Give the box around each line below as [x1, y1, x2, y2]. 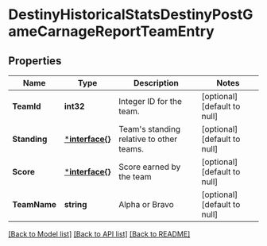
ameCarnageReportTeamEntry [8, 22, 215, 40]
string [64, 199, 87, 209]
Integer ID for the [118, 96, 183, 106]
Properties [8, 54, 62, 67]
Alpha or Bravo [118, 199, 175, 209]
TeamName [12, 199, 57, 209]
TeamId [12, 101, 41, 112]
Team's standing [118, 124, 181, 134]
